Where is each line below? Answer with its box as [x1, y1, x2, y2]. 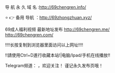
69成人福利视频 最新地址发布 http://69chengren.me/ [5, 26, 110, 32]
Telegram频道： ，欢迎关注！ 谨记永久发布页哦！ [5, 63, 103, 68]
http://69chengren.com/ [5, 32, 54, 37]
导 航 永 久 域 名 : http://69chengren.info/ [5, 4, 86, 10]
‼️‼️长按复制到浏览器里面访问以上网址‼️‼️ [5, 42, 84, 48]
